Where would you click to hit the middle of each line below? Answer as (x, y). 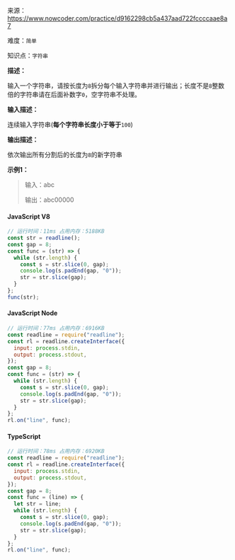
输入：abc (40, 185)
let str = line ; (38, 504)
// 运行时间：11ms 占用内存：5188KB (56, 232)
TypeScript (24, 436)
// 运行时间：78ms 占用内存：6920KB (56, 452)
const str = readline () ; (44, 238)
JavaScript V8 (29, 216)
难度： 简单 (22, 40)
